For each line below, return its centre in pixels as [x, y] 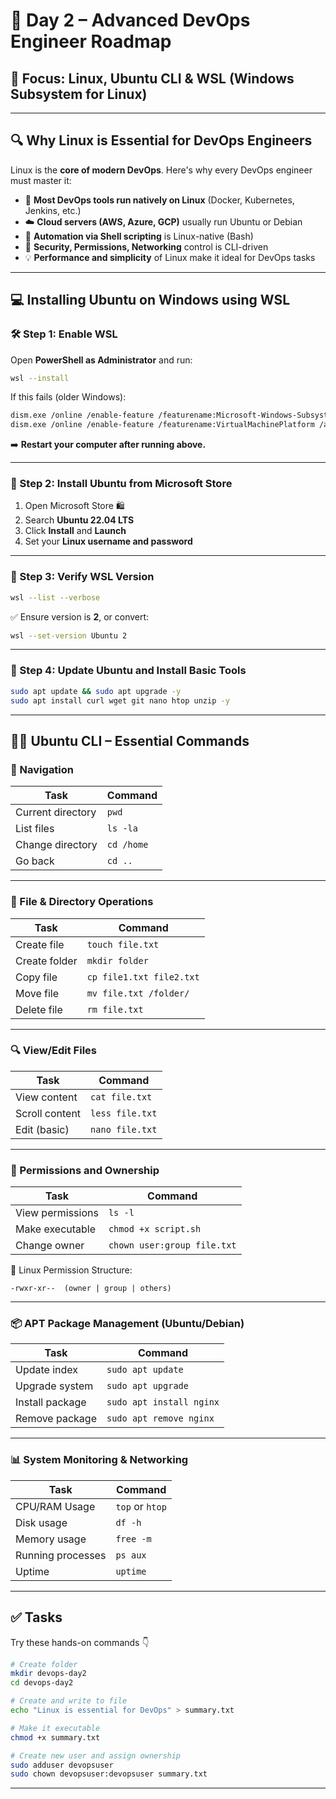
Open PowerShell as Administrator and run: [101, 360]
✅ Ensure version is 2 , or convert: [80, 616]
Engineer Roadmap [91, 41]
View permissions [57, 1213]
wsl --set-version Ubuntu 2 [69, 635]
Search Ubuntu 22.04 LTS [79, 520]
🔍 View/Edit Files [53, 1051]
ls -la [122, 828]
